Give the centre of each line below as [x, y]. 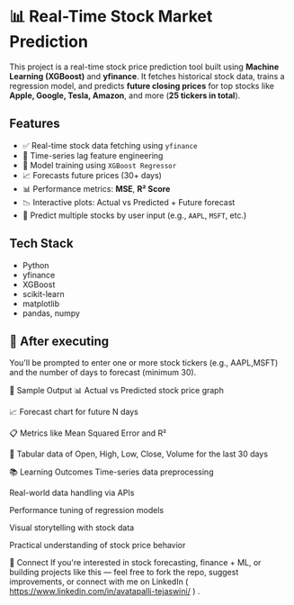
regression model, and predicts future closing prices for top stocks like [142, 86]
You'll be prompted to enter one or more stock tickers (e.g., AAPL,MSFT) [144, 363]
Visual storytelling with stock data [72, 528]
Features [35, 124]
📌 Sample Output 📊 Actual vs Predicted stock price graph [117, 391]
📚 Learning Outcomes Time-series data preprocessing [111, 472]
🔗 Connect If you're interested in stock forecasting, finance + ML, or [135, 563]
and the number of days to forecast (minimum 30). [103, 373]
